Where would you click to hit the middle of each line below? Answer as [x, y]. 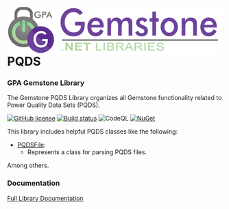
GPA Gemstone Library [46, 83]
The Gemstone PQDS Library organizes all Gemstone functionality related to [114, 98]
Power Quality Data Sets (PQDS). [54, 105]
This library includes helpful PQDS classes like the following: [93, 132]
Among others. [28, 165]
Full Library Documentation [45, 198]
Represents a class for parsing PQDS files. [87, 152]
